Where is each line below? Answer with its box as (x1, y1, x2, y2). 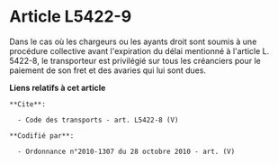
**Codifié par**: (9, 131, 75, 141)
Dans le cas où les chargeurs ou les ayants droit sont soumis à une (9, 36, 257, 47)
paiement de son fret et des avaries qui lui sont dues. (9, 65, 207, 76)
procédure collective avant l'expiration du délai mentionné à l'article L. (9, 45, 270, 56)
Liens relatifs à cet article (9, 82, 106, 93)
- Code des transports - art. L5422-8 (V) (17, 115, 179, 124)
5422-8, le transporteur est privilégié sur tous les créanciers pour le (9, 55, 261, 66)
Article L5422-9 (9, 6, 132, 27)
